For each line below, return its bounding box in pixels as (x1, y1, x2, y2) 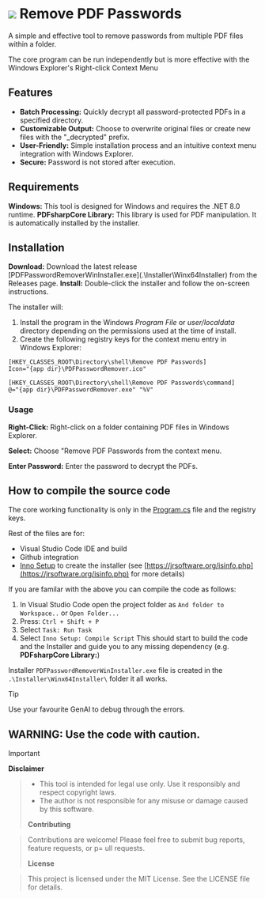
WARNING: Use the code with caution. (8, 727, 200, 741)
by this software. (39, 804, 95, 814)
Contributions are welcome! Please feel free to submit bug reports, (27, 835, 245, 844)
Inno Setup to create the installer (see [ (19, 561, 148, 570)
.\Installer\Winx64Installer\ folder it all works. (8, 674, 168, 684)
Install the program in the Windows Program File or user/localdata (19, 318, 235, 327)
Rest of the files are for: (8, 529, 85, 538)
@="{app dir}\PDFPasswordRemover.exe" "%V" (8, 386, 154, 394)
